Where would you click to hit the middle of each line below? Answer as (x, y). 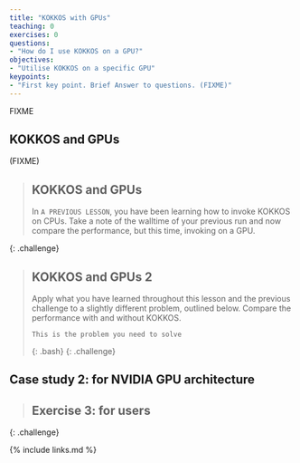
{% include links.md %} (53, 450)
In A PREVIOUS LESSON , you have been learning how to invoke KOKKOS (161, 212)
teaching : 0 (32, 26)
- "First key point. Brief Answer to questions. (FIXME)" (121, 85)
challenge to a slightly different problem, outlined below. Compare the (161, 308)
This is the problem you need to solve (107, 335)
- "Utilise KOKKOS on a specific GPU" (82, 69)
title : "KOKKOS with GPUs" (60, 18)
